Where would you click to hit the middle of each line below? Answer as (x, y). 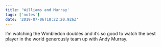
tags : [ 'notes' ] (22, 15)
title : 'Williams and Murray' (38, 10)
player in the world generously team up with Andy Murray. (66, 39)
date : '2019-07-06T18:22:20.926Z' (42, 19)
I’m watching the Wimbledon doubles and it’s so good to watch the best (80, 34)
